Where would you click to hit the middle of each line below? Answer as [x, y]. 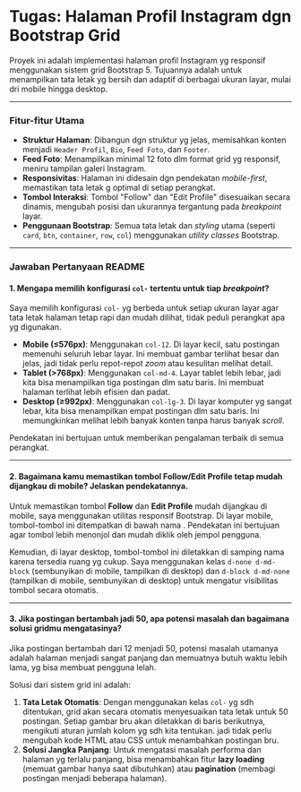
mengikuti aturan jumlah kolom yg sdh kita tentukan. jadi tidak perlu [146, 730]
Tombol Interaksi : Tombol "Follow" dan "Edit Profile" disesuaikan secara [156, 197]
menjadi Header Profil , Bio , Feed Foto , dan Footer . [116, 150]
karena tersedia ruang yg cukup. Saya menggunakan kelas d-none [131, 561]
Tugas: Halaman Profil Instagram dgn [150, 17]
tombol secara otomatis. [54, 590]
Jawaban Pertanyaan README [77, 267]
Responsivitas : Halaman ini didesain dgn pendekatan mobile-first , [145, 178]
